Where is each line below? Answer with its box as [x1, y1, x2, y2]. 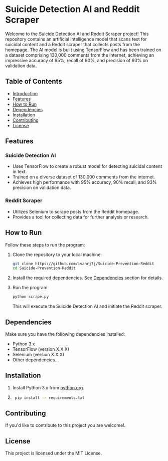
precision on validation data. [12, 184, 71, 191]
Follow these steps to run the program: [5, 242, 85, 248]
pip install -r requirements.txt [15, 395, 85, 400]
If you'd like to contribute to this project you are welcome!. [5, 422, 126, 428]
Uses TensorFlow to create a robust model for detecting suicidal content [12, 163, 162, 169]
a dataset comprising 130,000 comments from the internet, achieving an [5, 52, 154, 58]
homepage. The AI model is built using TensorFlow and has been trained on [5, 47, 161, 53]
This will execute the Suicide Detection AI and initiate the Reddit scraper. [12, 303, 162, 309]
